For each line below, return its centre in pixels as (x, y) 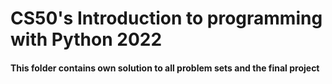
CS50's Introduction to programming (166, 18)
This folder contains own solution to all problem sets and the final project (165, 68)
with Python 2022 (86, 39)
